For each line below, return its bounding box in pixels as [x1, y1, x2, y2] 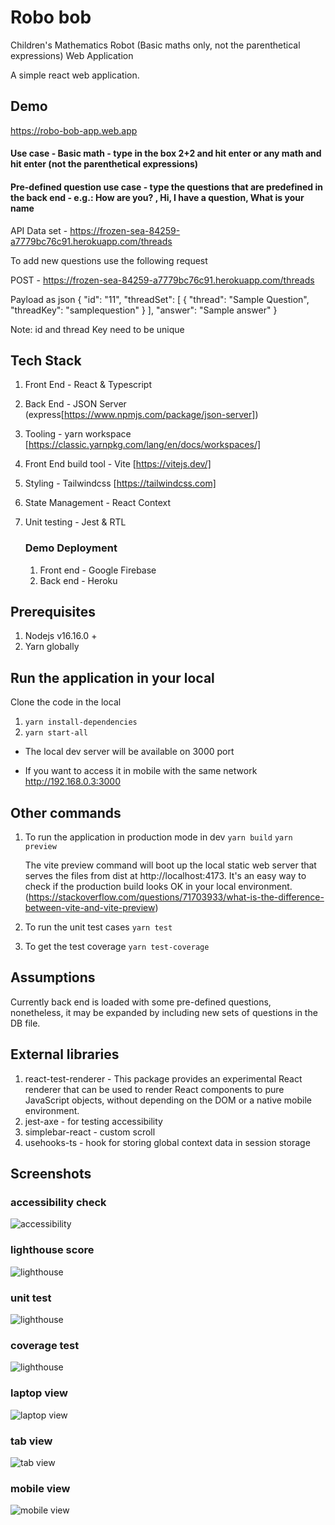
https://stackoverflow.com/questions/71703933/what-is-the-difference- [28, 891, 325, 903]
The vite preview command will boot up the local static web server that [24, 859, 317, 871]
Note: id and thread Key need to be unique [10, 323, 185, 335]
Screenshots [10, 1166, 92, 1183]
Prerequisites [10, 604, 96, 621]
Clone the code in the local [10, 696, 122, 708]
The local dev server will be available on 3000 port [24, 746, 235, 758]
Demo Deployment [24, 541, 118, 555]
